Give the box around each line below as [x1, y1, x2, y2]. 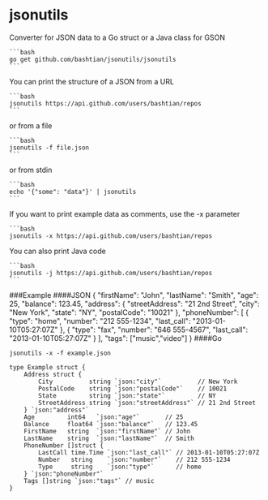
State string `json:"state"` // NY [38, 391, 217, 399]
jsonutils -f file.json [9, 144, 90, 152]
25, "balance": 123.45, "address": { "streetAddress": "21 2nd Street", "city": [9, 299, 260, 308]
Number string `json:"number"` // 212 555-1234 [38, 455, 231, 463]
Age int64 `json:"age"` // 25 [23, 412, 184, 421]
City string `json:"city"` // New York [38, 377, 238, 386]
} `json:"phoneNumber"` [23, 469, 104, 478]
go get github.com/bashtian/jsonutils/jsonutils [9, 55, 177, 63]
